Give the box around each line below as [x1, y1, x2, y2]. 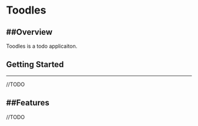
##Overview [6, 27, 53, 37]
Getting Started [6, 59, 64, 69]
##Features [6, 98, 49, 108]
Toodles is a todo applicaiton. [6, 42, 78, 49]
